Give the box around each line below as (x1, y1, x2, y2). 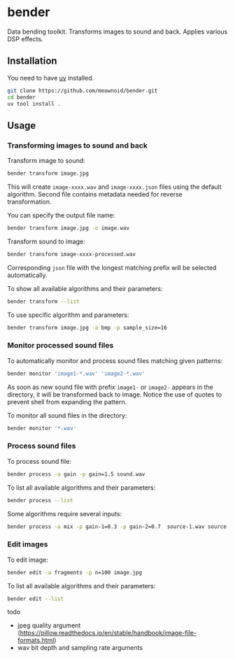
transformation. (7, 197, 52, 206)
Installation (7, 55, 57, 67)
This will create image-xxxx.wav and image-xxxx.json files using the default (7, 183, 222, 191)
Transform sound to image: (7, 237, 85, 246)
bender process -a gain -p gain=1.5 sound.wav (7, 470, 145, 478)
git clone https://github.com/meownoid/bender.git (7, 87, 158, 94)
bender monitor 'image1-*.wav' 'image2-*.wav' (7, 370, 145, 377)
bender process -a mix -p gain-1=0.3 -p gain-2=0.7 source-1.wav (7, 523, 205, 530)
